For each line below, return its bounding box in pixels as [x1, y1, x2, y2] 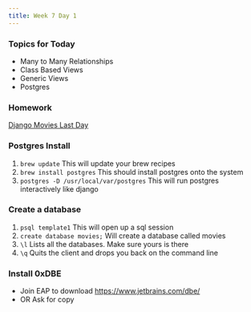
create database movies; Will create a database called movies [19, 230, 226, 241]
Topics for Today [8, 38, 75, 49]
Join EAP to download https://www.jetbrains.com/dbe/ [19, 286, 200, 296]
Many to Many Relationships [19, 56, 114, 66]
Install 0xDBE [8, 268, 62, 279]
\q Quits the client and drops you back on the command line [19, 248, 219, 257]
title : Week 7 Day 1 [8, 11, 78, 20]
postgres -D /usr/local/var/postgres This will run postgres [19, 176, 219, 185]
